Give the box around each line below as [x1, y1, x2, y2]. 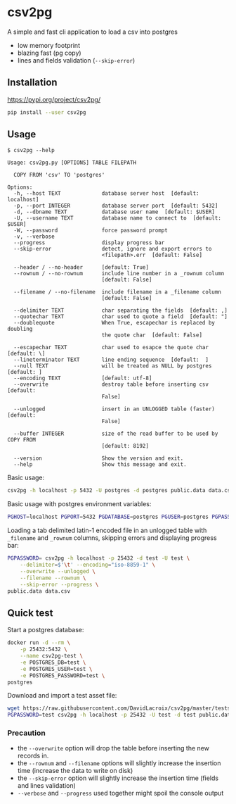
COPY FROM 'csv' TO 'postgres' [13, 172, 105, 179]
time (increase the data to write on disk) [17, 767, 133, 775]
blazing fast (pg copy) [17, 49, 82, 57]
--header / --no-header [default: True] [13, 264, 150, 271]
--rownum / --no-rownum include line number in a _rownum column [13, 270, 225, 277]
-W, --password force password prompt [13, 227, 169, 234]
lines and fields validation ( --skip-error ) [17, 56, 136, 64]
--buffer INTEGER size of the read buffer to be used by [13, 430, 218, 437]
